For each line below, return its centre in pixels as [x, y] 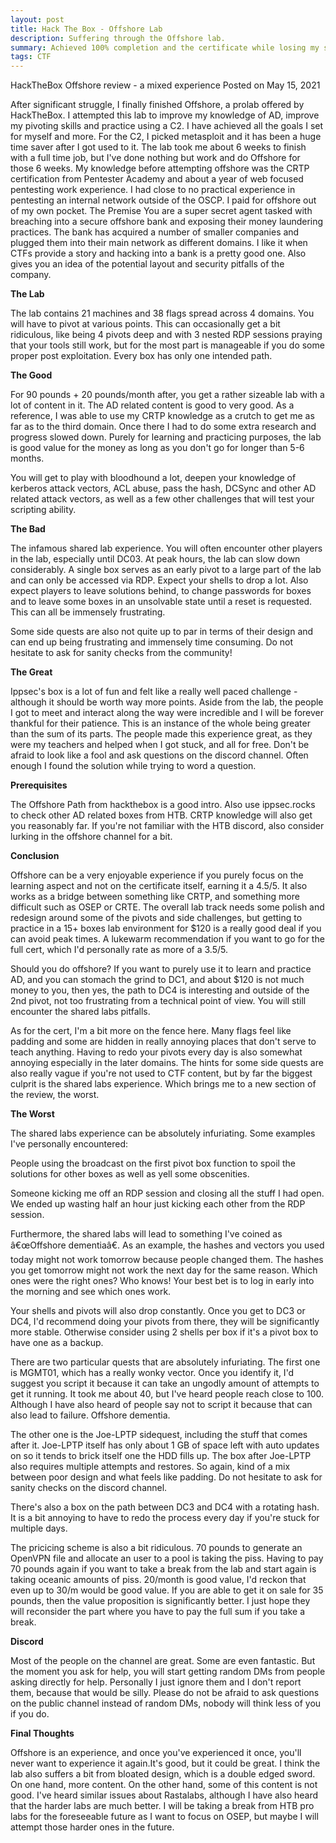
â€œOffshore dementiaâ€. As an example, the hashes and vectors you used [167, 1245]
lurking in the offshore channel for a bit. [91, 837]
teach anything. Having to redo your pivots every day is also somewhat [156, 1052]
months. [27, 458]
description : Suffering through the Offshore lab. [118, 38]
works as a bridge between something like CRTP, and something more [155, 897]
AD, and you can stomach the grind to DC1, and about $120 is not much [157, 980]
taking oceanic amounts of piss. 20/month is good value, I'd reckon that [158, 1580]
